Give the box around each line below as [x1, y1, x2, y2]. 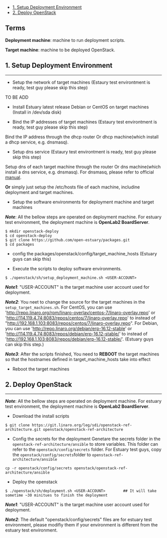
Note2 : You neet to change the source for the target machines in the [5, 299, 145, 305]
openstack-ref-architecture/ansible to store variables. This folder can [12, 441, 158, 447]
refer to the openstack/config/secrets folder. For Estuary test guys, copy [12, 446, 162, 453]
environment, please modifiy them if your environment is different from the [5, 522, 158, 528]
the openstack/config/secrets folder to [12, 452, 91, 458]
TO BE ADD [5, 94, 29, 100]
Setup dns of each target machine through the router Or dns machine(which [5, 164, 161, 170]
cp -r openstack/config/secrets [5, 466, 72, 471]
